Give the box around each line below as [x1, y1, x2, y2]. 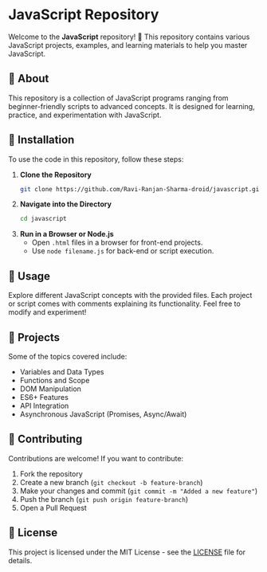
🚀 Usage [8, 269, 50, 283]
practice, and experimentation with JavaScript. [8, 110, 162, 119]
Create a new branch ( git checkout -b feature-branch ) [19, 477, 203, 487]
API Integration [19, 401, 69, 410]
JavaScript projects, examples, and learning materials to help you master [8, 40, 248, 49]
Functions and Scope [19, 375, 90, 385]
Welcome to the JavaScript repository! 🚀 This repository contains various [8, 32, 250, 41]
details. [8, 555, 33, 565]
